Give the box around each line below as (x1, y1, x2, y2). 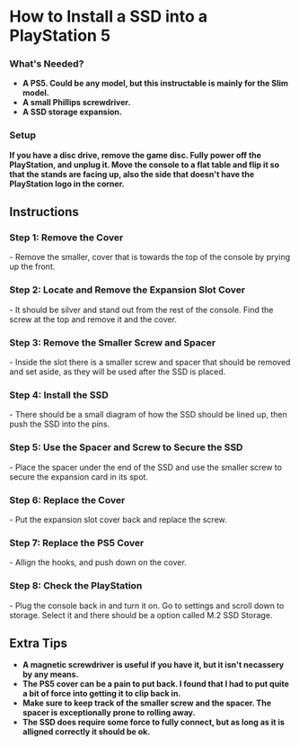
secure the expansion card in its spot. (9, 471, 148, 482)
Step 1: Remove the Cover (9, 231, 124, 244)
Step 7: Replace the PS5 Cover (9, 536, 145, 549)
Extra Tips (9, 635, 68, 651)
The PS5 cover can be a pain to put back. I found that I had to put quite (22, 679, 289, 689)
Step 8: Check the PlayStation (9, 580, 143, 592)
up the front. (9, 261, 56, 272)
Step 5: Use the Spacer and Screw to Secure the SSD (9, 441, 243, 454)
